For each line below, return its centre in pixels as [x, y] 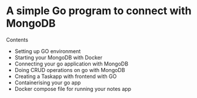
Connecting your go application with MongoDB [71, 64]
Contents [17, 40]
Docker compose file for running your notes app [73, 89]
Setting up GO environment [48, 51]
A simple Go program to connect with [99, 11]
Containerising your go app [48, 82]
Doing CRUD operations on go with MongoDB [70, 70]
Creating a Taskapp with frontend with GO [66, 76]
